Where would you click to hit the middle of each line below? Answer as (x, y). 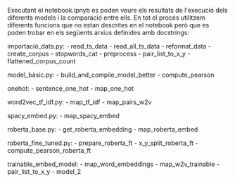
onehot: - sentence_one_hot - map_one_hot (70, 88)
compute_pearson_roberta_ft (49, 150)
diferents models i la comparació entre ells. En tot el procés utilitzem (106, 18)
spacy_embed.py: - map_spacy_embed (63, 116)
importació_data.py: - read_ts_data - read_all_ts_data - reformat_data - (109, 46)
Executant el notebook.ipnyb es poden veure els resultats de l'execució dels (118, 10)
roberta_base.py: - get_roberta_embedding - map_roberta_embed (103, 129)
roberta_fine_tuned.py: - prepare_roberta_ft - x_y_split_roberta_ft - (103, 143)
